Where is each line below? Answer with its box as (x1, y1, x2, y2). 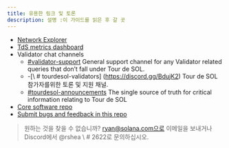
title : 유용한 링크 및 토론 (7, 10, 76, 17)
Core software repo (17, 103, 73, 111)
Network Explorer (17, 35, 67, 43)
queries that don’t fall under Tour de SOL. (27, 65, 145, 73)
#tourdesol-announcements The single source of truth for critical (27, 87, 212, 96)
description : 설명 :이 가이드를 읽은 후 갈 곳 (7, 17, 126, 23)
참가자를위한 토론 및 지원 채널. (27, 80, 109, 88)
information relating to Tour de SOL (27, 95, 127, 103)
